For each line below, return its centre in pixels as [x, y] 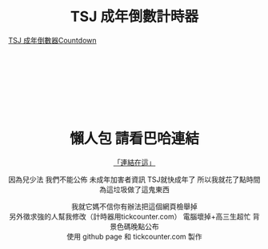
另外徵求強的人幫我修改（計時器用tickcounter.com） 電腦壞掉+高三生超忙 [130, 216]
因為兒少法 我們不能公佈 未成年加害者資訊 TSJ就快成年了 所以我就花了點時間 [134, 179]
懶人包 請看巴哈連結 [134, 139]
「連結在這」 [134, 162]
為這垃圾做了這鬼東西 [134, 189]
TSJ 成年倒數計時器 [134, 17]
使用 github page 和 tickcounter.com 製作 [134, 236]
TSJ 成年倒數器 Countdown [53, 40]
